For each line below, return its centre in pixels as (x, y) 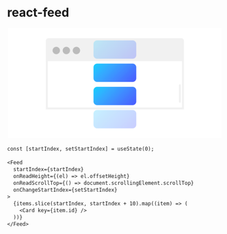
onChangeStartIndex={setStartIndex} (65, 190)
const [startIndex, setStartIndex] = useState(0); (81, 148)
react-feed (38, 13)
